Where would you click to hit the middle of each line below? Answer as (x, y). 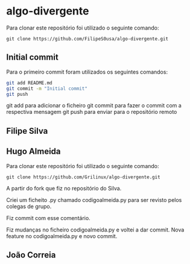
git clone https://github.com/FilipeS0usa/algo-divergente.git (87, 39)
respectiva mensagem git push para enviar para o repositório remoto (92, 112)
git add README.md (29, 83)
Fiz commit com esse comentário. (48, 218)
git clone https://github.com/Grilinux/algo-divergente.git (84, 177)
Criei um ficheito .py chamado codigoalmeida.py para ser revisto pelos (94, 200)
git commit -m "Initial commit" (47, 89)
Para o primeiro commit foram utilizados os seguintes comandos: (87, 72)
